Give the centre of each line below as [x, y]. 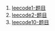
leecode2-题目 [29, 15]
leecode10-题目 [30, 22]
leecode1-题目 [29, 8]
